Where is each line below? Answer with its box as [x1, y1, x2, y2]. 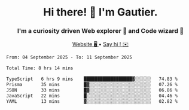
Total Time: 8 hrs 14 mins [6, 65, 74, 71]
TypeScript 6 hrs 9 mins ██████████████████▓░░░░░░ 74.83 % [6, 76, 178, 82]
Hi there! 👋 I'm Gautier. [43, 5, 158, 19]
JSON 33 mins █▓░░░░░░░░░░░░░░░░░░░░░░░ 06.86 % [6, 87, 178, 93]
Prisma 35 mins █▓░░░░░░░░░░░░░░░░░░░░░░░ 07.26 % [6, 82, 178, 88]
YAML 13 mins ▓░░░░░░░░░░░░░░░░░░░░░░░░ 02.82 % [6, 98, 178, 104]
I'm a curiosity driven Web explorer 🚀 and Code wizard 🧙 [17, 27, 184, 35]
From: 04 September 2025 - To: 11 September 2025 [6, 54, 133, 60]
